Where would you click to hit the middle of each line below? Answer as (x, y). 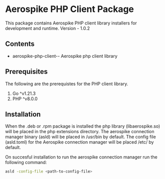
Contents (20, 44)
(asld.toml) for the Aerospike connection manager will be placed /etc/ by (80, 142)
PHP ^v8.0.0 (25, 99)
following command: (26, 163)
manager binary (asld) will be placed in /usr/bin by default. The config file (81, 137)
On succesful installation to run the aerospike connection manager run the (82, 157)
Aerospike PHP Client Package (70, 9)
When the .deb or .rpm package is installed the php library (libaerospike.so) (83, 126)
